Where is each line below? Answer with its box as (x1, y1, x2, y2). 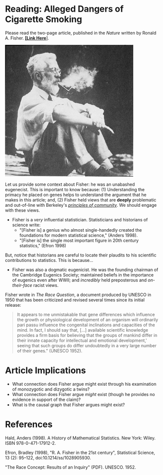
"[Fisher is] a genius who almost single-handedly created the (19, 227, 142, 233)
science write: (12, 222, 40, 228)
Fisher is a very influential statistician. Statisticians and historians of (12, 217, 148, 222)
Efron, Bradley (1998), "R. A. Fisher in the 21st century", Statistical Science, (5, 450, 155, 455)
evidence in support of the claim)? (12, 396, 81, 402)
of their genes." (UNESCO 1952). (17, 348, 83, 354)
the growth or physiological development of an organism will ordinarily (17, 317, 158, 322)
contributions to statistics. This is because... (5, 257, 93, 263)
